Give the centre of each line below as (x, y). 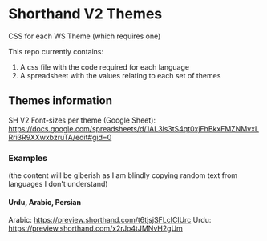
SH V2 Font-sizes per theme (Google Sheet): (82, 120)
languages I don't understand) (58, 184)
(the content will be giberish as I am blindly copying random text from (123, 175)
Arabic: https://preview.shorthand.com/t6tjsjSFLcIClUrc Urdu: (110, 220)
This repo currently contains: (56, 51)
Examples (28, 158)
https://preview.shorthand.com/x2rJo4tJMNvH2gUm (95, 228)
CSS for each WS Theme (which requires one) (85, 36)
